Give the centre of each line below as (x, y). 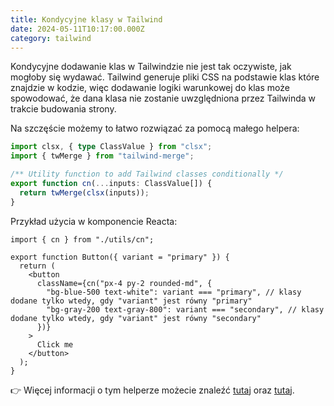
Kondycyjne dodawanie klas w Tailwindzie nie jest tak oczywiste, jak (151, 67)
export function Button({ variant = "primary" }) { (120, 257)
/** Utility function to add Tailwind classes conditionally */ (147, 174)
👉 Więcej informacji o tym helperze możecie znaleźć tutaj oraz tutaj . (152, 390)
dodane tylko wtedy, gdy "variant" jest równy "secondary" (136, 318)
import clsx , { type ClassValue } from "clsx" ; (111, 147)
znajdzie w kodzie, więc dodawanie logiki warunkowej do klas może (150, 88)
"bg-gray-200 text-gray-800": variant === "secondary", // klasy (185, 309)
